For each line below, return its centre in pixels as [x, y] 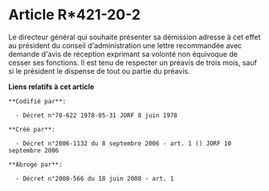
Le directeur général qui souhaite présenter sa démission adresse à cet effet [134, 37]
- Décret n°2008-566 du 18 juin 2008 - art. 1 [95, 178]
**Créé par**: [32, 129]
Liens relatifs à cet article [51, 87]
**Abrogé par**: [35, 165]
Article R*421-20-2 [75, 15]
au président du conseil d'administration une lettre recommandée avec [125, 45]
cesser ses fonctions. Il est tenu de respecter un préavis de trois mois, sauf [132, 63]
